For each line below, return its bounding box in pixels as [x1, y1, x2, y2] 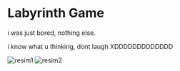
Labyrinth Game [7, 5, 105, 21]
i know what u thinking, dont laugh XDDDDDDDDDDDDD [7, 42, 174, 50]
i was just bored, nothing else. [7, 28, 96, 37]
